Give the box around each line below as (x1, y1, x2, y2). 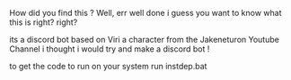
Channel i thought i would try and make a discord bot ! (9, 44, 210, 54)
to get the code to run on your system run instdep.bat (9, 61, 207, 71)
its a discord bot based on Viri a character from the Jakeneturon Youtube (9, 35, 280, 44)
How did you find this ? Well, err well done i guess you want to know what (9, 8, 282, 18)
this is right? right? (9, 17, 78, 28)
